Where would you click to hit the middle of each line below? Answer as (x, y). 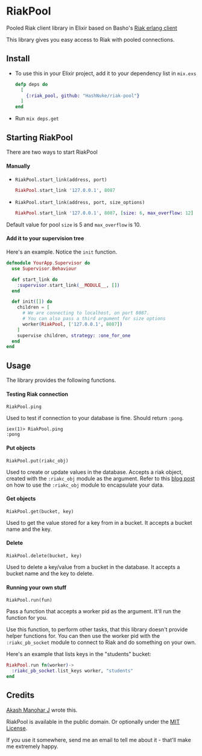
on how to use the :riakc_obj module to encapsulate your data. (85, 485)
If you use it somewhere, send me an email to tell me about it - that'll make (99, 740)
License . (17, 728)
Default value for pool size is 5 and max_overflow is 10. (74, 225)
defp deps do (31, 84)
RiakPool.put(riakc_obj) (37, 461)
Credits (21, 695)
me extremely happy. (32, 746)
